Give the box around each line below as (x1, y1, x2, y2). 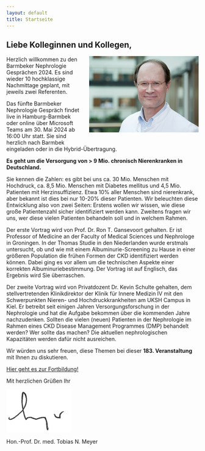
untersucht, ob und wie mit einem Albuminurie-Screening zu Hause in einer (6, 246, 196, 253)
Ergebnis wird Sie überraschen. (6, 272, 85, 279)
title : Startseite (6, 16, 53, 23)
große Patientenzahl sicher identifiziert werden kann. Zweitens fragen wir (6, 208, 191, 215)
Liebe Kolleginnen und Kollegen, (6, 40, 132, 50)
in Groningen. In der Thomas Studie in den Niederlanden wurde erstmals (6, 239, 189, 247)
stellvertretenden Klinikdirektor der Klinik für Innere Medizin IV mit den (6, 290, 183, 297)
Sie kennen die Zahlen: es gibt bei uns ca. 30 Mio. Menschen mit (6, 176, 169, 183)
